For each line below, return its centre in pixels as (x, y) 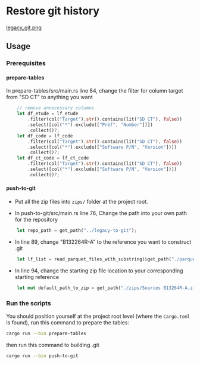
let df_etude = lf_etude (48, 114)
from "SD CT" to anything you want (50, 97)
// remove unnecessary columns (56, 108)
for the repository (36, 220)
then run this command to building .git (53, 345)
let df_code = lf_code (45, 136)
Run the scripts (29, 303)
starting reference (37, 277)
